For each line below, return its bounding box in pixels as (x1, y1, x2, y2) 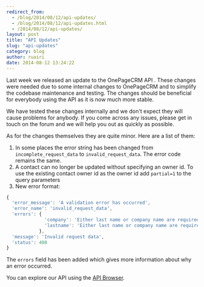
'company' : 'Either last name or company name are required (44, 217, 200, 223)
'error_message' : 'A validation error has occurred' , (12, 200, 151, 206)
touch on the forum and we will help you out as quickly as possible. (6, 120, 174, 127)
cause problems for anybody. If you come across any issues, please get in (6, 113, 192, 121)
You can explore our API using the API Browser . (6, 274, 125, 282)
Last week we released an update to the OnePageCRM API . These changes (6, 76, 196, 84)
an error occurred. (6, 262, 53, 270)
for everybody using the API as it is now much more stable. (6, 95, 154, 103)
